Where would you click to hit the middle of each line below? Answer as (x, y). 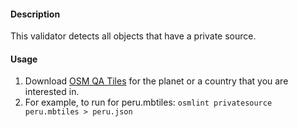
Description (35, 14)
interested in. (52, 92)
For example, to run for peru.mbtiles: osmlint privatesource (148, 102)
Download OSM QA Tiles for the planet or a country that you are (156, 81)
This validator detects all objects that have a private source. (133, 36)
